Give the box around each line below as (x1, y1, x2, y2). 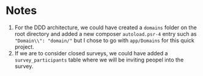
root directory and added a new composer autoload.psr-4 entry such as (14, 30, 197, 37)
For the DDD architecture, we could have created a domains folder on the (14, 24, 197, 31)
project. (14, 43, 34, 50)
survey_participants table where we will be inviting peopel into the (14, 56, 184, 63)
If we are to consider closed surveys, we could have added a (14, 49, 168, 57)
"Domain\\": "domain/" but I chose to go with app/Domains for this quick (14, 36, 195, 44)
